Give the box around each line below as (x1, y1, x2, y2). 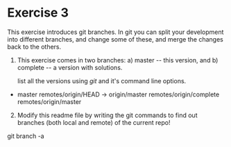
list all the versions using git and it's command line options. (17, 76, 187, 85)
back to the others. (7, 42, 62, 51)
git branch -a (7, 132, 44, 140)
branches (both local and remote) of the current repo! (17, 118, 171, 126)
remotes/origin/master (17, 97, 82, 105)
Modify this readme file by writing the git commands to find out (17, 111, 198, 119)
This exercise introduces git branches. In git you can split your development (7, 28, 224, 36)
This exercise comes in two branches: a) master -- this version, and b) (17, 55, 219, 64)
